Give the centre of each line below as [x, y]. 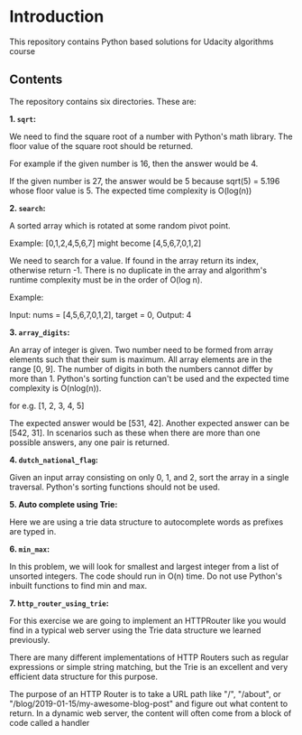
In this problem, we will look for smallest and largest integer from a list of [144, 566]
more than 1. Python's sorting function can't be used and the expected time [150, 378]
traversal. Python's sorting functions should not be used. [115, 487]
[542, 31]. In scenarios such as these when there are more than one [135, 433]
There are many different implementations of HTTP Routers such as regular [149, 657]
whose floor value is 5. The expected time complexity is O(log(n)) [131, 191]
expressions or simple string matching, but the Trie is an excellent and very [149, 666]
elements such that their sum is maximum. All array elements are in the [141, 359]
